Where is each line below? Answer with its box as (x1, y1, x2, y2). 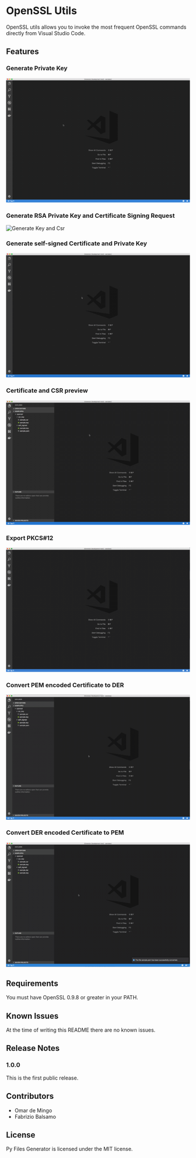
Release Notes (6, 1043, 60, 1053)
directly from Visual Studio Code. (6, 29, 86, 36)
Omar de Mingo (14, 1106, 52, 1114)
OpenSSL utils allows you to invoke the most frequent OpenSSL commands (6, 23, 187, 30)
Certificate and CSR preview (6, 386, 89, 395)
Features (6, 47, 39, 57)
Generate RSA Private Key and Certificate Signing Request (6, 211, 175, 220)
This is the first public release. (6, 1074, 79, 1081)
